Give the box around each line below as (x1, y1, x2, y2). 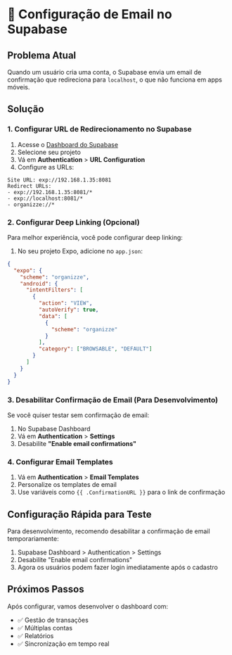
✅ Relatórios (17, 631, 54, 640)
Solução (7, 103, 44, 115)
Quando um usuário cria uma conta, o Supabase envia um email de (7, 68, 202, 76)
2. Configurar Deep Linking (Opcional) (7, 217, 140, 227)
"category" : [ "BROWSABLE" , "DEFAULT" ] (38, 345, 153, 352)
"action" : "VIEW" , (38, 300, 93, 307)
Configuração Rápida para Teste (7, 508, 153, 520)
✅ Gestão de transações (17, 616, 89, 624)
